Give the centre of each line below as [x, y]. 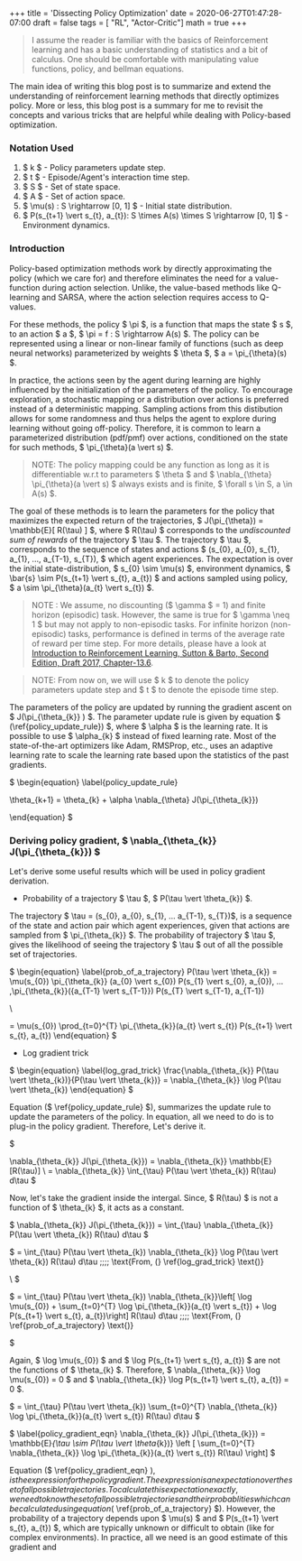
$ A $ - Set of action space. [74, 197]
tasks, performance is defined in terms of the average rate [177, 633]
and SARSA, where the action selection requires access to [150, 297]
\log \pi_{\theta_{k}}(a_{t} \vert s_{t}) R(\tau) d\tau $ [105, 1416]
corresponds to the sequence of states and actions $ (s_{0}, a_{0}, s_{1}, [145, 549]
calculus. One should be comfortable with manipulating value [145, 59]
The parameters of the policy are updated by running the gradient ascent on [151, 707]
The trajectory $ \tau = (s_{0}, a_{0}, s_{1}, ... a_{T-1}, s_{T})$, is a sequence [151, 916]
